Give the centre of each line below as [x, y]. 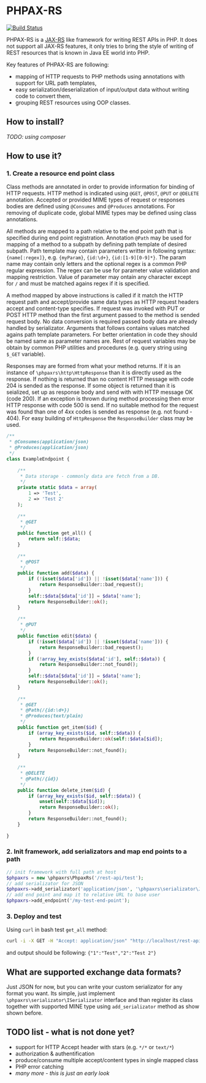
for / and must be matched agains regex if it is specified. [78, 284]
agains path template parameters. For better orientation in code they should [102, 335]
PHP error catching [40, 1066]
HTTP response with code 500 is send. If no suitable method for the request [103, 405]
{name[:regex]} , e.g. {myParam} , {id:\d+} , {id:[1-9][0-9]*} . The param [96, 257]
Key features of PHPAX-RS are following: [58, 65]
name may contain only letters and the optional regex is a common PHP [97, 264]
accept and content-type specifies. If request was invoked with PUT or [96, 308]
